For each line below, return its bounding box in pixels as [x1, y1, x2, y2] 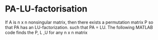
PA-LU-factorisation [5, 3, 88, 14]
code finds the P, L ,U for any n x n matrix [5, 29, 88, 35]
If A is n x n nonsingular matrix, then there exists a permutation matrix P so [5, 19, 154, 25]
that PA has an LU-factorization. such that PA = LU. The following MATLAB [5, 24, 153, 30]
